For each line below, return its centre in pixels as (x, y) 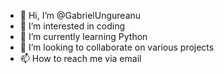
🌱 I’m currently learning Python (83, 36)
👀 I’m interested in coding (72, 26)
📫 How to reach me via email (80, 58)
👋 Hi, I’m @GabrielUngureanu (80, 15)
